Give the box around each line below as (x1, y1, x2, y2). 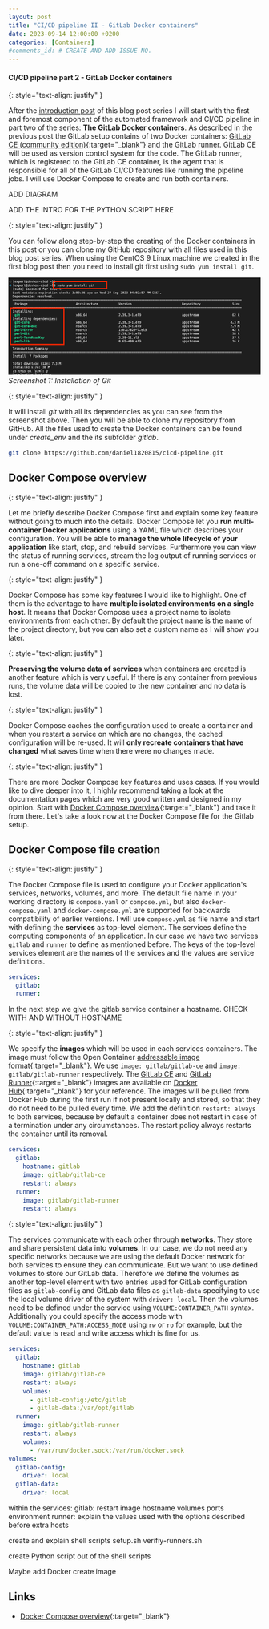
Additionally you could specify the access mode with (8, 1312, 183, 1321)
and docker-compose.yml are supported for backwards (53, 905, 231, 915)
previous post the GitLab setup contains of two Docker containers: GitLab (8, 131, 251, 141)
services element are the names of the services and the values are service (8, 948, 255, 957)
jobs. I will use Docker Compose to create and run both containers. (8, 174, 229, 184)
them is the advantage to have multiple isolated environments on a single (8, 598, 255, 608)
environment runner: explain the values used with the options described (8, 1512, 246, 1522)
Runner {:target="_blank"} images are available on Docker (8, 1078, 198, 1088)
